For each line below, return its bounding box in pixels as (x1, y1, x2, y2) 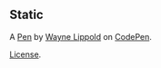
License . (9, 49, 42, 60)
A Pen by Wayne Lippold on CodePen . (9, 31, 153, 42)
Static (9, 7, 44, 23)
